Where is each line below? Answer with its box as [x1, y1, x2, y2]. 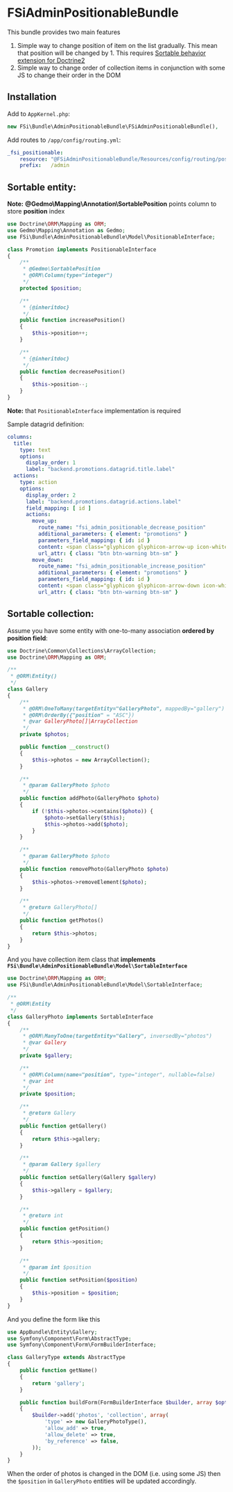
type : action [19, 479, 58, 486]
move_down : [32, 556, 64, 563]
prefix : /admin [19, 162, 70, 169]
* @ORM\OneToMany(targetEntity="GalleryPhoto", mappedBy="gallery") [22, 705, 225, 712]
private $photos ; [19, 731, 70, 738]
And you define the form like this [7, 1315, 101, 1323]
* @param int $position [22, 1264, 92, 1271]
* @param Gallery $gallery [22, 1161, 101, 1168]
